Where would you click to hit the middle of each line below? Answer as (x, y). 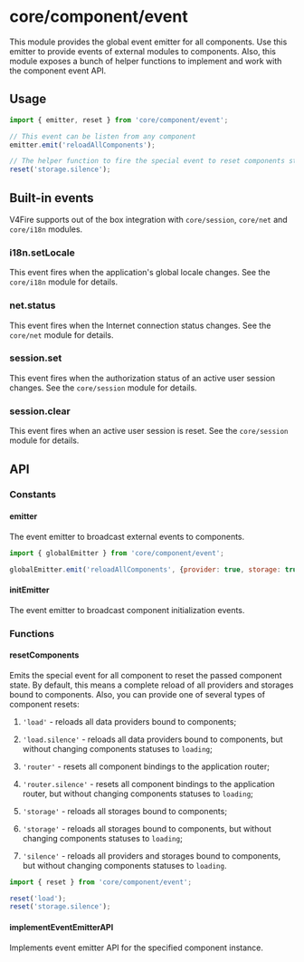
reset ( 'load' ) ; (38, 899)
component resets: (44, 704)
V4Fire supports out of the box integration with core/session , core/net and (148, 219)
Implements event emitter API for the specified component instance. (137, 948)
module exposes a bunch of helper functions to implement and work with (146, 61)
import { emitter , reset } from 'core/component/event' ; (119, 120)
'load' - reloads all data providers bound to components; (129, 721)
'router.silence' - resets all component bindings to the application (149, 784)
